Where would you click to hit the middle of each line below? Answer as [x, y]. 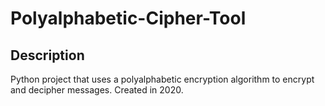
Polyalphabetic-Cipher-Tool [128, 18]
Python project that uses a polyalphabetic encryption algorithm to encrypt [162, 79]
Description [47, 55]
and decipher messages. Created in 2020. [97, 90]
